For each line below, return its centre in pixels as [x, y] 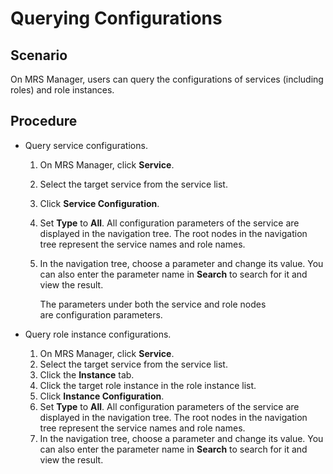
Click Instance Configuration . [102, 396]
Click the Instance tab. [87, 374]
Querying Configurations [116, 18]
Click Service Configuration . [99, 203]
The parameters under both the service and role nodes [153, 304]
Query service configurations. [86, 145]
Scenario [39, 55]
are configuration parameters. [101, 314]
